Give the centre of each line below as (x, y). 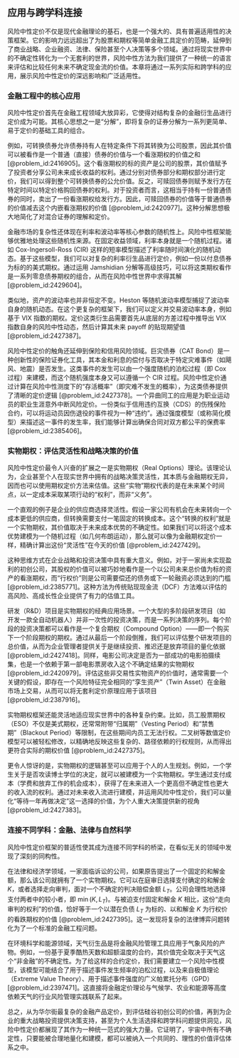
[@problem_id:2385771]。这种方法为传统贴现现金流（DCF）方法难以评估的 (117, 587)
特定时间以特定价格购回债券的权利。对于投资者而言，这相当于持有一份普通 (116, 190)
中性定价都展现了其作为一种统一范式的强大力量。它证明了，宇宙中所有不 (119, 1030)
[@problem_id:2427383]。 (46, 810)
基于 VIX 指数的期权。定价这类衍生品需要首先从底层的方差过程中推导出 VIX (117, 318)
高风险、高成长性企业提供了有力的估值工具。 (73, 596)
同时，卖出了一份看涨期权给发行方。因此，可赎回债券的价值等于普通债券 (126, 199)
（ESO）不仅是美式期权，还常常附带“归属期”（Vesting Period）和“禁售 (111, 724)
